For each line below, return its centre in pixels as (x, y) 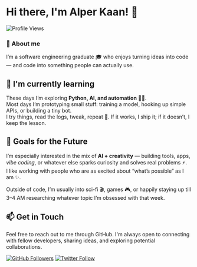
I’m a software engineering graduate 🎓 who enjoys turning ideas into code (97, 57)
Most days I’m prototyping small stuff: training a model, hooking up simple (96, 104)
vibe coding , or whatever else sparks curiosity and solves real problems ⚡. (97, 162)
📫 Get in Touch (35, 217)
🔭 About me (23, 44)
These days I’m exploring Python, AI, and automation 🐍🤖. (76, 98)
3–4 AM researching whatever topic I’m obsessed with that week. (86, 197)
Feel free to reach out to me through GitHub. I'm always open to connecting (98, 234)
